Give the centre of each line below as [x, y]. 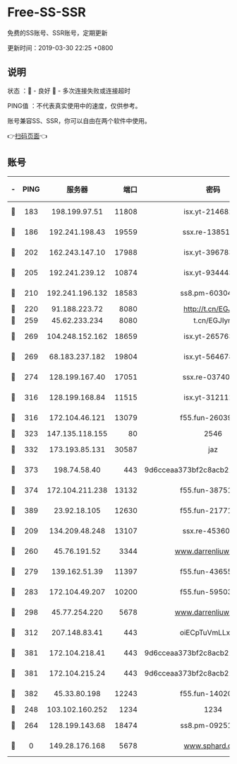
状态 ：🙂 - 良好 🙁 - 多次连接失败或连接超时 [69, 91]
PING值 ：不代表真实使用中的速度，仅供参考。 [74, 105]
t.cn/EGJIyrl [213, 320]
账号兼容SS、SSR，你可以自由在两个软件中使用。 [79, 120]
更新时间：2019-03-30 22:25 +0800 [60, 47]
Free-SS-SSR [47, 12]
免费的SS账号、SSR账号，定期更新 [57, 33]
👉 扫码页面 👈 [28, 136]
